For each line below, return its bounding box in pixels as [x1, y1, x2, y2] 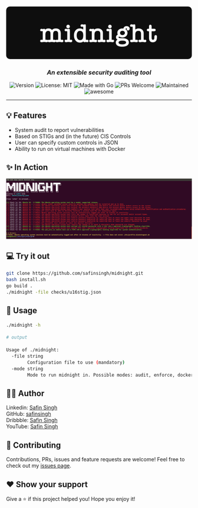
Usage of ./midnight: [6, 347, 60, 353]
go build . [6, 283, 33, 289]
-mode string [11, 365, 44, 372]
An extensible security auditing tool [47, 68, 151, 76]
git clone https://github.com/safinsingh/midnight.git [6, 271, 144, 276]
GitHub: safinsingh [6, 410, 51, 417]
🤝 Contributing [6, 440, 61, 450]
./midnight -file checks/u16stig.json [6, 290, 101, 295]
